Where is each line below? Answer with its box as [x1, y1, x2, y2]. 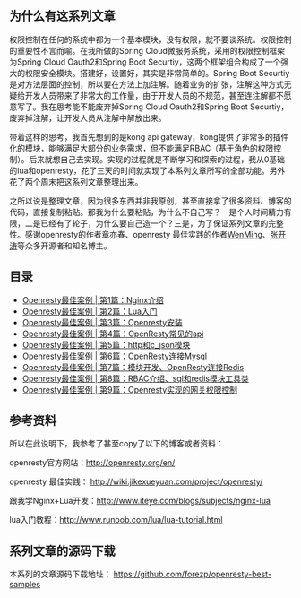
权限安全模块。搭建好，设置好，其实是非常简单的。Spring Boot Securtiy [24, 67, 290, 78]
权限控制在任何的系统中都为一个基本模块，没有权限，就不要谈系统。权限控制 [9, 34, 292, 45]
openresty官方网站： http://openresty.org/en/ [9, 457, 176, 468]
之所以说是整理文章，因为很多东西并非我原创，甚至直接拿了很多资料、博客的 [9, 195, 292, 206]
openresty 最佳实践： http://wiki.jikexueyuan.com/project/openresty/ [9, 476, 263, 487]
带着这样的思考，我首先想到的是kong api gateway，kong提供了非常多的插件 [9, 131, 289, 142]
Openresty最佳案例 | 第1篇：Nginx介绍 [21, 294, 164, 305]
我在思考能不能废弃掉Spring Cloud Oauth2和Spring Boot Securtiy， [39, 101, 289, 112]
